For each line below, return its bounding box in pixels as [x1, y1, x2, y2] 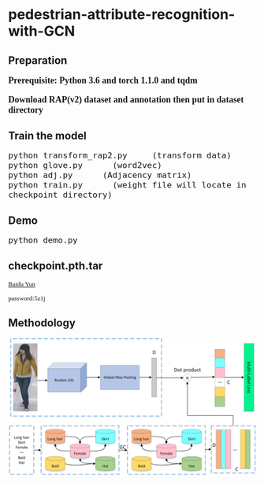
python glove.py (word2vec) [8, 160, 163, 171]
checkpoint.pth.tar [8, 258, 103, 273]
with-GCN [8, 22, 76, 40]
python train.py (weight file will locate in [8, 180, 247, 191]
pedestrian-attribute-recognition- [8, 6, 236, 24]
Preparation [8, 54, 68, 67]
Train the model [8, 128, 87, 143]
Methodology [8, 317, 76, 330]
